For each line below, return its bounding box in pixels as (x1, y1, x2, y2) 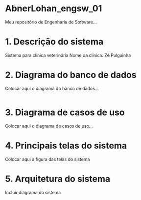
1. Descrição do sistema (5, 36, 104, 47)
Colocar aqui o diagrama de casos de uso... (5, 123, 93, 129)
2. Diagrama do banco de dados (5, 69, 137, 80)
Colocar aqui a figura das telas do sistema (5, 156, 90, 162)
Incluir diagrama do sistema (5, 189, 61, 195)
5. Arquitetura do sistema (5, 173, 111, 184)
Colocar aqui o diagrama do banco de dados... (5, 85, 99, 91)
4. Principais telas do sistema (5, 140, 127, 151)
